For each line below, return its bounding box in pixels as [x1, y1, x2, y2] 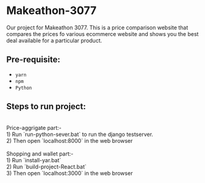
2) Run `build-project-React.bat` [6, 163, 87, 170]
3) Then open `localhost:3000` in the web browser [6, 169, 133, 177]
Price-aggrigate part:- [6, 124, 62, 131]
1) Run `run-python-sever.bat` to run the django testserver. [6, 131, 154, 138]
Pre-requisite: [6, 54, 60, 65]
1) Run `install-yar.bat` [6, 156, 62, 163]
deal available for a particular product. [6, 37, 103, 44]
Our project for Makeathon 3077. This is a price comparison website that [6, 24, 189, 31]
